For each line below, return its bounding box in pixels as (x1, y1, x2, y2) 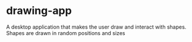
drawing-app (6, 4, 73, 17)
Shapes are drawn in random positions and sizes (6, 29, 125, 36)
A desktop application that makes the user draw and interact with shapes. (6, 23, 187, 30)
